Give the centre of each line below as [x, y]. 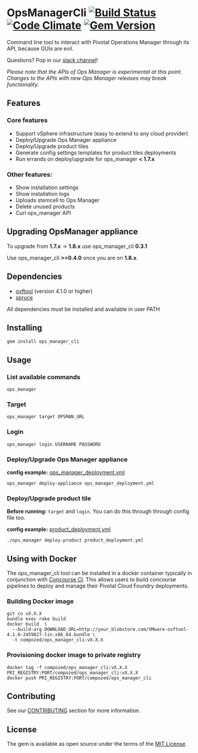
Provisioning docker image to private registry [74, 655]
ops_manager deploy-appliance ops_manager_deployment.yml [80, 483]
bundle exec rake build [36, 619]
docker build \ [27, 624]
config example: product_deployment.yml [59, 530]
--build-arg [27, 630]
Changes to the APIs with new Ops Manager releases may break [87, 78]
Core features [27, 120]
